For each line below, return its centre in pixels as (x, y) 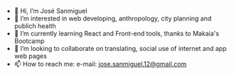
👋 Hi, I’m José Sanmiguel (50, 11)
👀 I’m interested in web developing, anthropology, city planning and (113, 18)
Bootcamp (29, 41)
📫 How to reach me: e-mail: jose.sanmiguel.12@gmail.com (100, 64)
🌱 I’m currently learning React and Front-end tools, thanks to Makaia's (116, 33)
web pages (31, 56)
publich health (35, 26)
